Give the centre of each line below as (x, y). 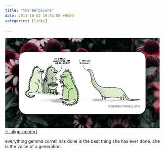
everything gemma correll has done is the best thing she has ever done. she (82, 141)
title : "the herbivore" (30, 10)
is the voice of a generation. (34, 147)
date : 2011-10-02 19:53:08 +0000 (40, 16)
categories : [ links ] (26, 21)
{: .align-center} (21, 132)
